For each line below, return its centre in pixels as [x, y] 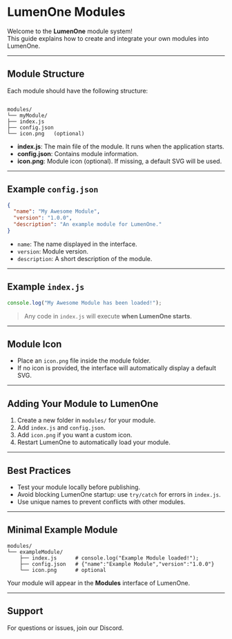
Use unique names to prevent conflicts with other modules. [101, 502]
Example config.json [53, 190]
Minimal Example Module [62, 530]
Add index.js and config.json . [61, 428]
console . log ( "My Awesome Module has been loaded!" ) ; [85, 303]
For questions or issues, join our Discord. [66, 628]
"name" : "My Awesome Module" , [57, 211]
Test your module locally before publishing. [78, 487]
